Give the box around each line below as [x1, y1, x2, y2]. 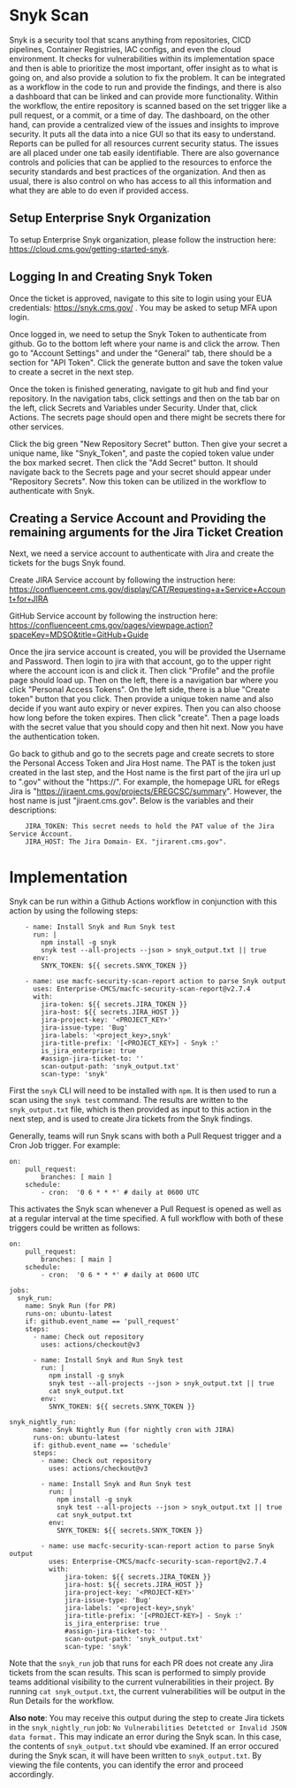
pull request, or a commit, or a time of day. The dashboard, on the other [9, 110, 269, 120]
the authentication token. [9, 731, 100, 742]
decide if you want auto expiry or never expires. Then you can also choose [9, 703, 281, 713]
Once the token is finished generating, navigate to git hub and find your [9, 383, 269, 394]
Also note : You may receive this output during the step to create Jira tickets [9, 1713, 285, 1723]
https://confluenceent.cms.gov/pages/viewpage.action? [9, 620, 214, 631]
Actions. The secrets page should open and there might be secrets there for [9, 412, 286, 422]
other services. [9, 421, 65, 432]
